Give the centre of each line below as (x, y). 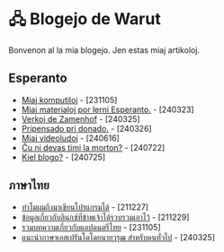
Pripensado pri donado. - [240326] (86, 128)
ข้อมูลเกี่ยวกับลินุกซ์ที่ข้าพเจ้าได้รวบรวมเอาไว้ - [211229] (105, 217)
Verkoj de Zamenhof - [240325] (81, 118)
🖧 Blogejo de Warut (85, 19)
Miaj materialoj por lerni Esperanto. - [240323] (108, 109)
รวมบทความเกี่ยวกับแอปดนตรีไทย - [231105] (91, 227)
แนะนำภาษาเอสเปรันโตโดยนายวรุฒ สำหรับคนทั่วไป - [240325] (118, 237)
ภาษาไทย (29, 185)
